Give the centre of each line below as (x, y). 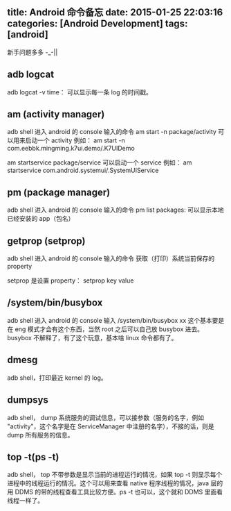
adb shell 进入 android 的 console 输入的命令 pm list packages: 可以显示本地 (115, 210)
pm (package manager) (59, 192)
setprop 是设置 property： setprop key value (71, 280)
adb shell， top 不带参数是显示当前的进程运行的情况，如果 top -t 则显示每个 (115, 475)
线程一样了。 (25, 501)
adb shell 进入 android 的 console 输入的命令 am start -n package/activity (112, 132)
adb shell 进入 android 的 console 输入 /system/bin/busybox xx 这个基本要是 (116, 320)
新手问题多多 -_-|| (33, 52)
